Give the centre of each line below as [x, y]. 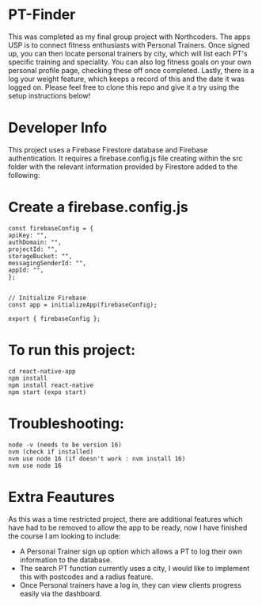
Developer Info [58, 128]
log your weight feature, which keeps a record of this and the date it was [127, 79]
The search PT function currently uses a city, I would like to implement [135, 568]
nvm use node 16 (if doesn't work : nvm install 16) [97, 458]
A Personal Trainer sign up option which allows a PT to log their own [131, 551]
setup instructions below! [49, 95]
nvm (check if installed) [51, 452]
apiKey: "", [28, 235]
